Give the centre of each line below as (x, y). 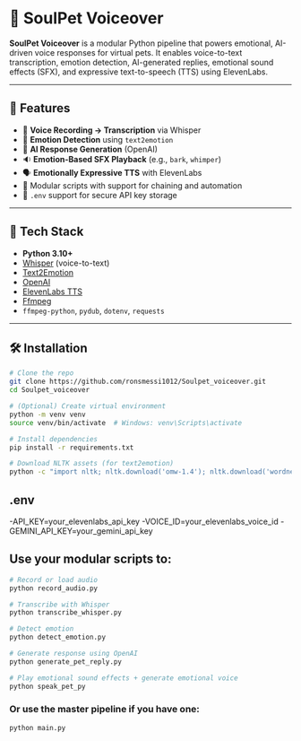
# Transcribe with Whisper (60, 605)
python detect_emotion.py (57, 637)
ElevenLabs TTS (52, 292)
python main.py (38, 728)
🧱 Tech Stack (47, 232)
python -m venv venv (48, 414)
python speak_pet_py (48, 686)
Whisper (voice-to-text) (66, 263)
